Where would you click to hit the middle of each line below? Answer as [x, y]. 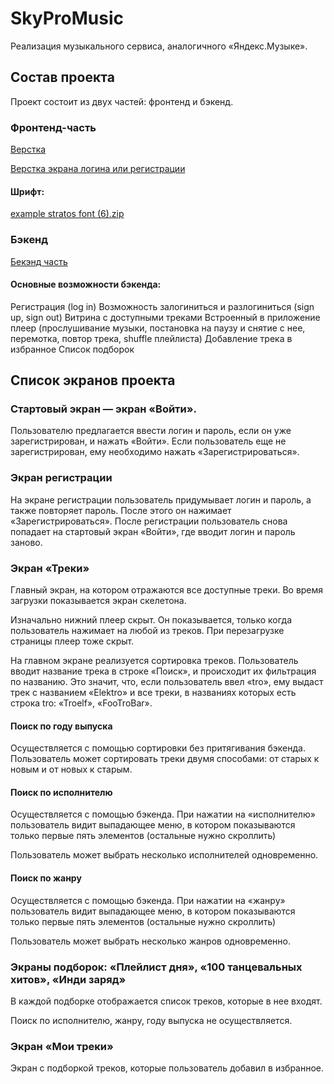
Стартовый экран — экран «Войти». [104, 409]
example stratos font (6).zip [67, 214]
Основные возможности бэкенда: [86, 284]
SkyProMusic [67, 18]
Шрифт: [27, 191]
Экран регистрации [61, 478]
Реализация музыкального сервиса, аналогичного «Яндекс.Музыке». [159, 46]
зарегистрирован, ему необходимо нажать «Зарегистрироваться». [155, 452]
